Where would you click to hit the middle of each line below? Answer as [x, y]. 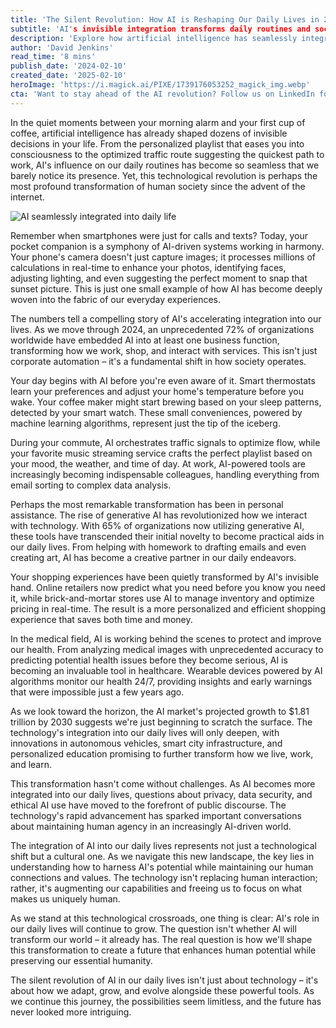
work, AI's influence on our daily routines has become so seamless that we [165, 165]
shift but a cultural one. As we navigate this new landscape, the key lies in [162, 856]
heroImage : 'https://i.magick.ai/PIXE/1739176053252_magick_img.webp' [160, 85]
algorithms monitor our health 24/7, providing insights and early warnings [161, 681]
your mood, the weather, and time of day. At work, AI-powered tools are [158, 463]
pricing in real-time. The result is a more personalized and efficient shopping [168, 608]
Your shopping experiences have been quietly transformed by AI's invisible [165, 577]
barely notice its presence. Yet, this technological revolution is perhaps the [164, 175]
